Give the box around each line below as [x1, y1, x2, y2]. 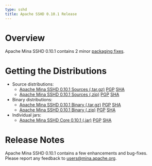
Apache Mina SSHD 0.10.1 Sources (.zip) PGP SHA [19, 91, 119, 97]
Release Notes [5, 134, 65, 145]
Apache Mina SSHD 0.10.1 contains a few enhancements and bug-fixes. [5, 151, 148, 156]
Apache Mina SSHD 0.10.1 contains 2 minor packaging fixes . [5, 48, 125, 54]
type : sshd [5, 7, 27, 12]
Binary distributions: [12, 97, 52, 103]
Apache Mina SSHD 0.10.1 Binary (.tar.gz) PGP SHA [19, 102, 121, 108]
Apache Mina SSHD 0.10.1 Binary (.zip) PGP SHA [19, 107, 116, 113]
